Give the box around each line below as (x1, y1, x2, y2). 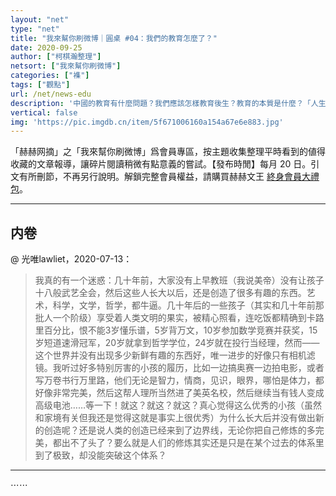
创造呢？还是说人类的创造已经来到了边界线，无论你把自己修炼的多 (43, 424, 316, 436)
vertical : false (10, 107, 78, 118)
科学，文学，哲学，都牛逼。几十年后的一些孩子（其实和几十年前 (52, 299, 316, 311)
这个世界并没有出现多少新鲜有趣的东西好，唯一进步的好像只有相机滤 (34, 349, 316, 361)
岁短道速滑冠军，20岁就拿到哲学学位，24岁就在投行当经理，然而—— (34, 337, 320, 349)
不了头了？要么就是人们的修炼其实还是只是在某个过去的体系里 (69, 437, 325, 449)
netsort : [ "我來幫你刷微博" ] (10, 61, 122, 71)
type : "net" (10, 24, 60, 34)
